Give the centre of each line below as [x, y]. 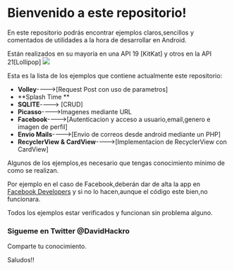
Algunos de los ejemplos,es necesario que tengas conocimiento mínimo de [116, 163]
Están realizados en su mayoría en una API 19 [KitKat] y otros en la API [110, 54]
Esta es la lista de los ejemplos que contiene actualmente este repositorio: [115, 75]
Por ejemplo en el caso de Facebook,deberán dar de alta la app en [104, 184]
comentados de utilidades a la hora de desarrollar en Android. [97, 39]
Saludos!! [21, 260]
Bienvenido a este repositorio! [97, 13]
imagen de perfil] [43, 127]
